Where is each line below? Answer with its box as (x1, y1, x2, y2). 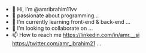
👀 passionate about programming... (11, 12, 99, 19)
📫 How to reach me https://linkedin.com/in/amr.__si (11, 32, 140, 38)
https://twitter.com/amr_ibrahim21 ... (11, 40, 102, 47)
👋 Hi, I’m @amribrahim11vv (11, 6, 77, 13)
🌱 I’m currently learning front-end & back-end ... (11, 18, 130, 25)
